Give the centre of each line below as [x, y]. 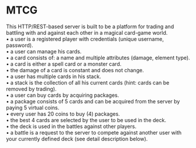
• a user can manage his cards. [44, 51]
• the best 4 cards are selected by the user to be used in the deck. [86, 120]
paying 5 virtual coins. [33, 107]
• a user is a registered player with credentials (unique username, [85, 39]
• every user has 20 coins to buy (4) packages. [63, 114]
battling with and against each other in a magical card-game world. [87, 32]
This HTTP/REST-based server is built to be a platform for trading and [90, 26]
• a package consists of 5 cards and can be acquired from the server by [93, 101]
